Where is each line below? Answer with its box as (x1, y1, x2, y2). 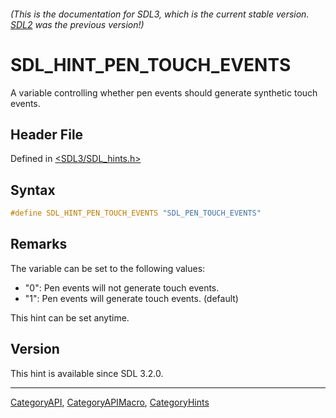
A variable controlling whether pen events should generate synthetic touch (10, 86, 318, 99)
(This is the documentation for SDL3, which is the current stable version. (10, 8, 310, 20)
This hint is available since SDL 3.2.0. (10, 367, 164, 379)
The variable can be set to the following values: (10, 262, 206, 274)
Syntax (10, 181, 56, 199)
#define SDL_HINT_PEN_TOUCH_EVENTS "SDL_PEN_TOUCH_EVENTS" (10, 208, 262, 219)
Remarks (10, 236, 68, 253)
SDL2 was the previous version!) (10, 18, 145, 30)
